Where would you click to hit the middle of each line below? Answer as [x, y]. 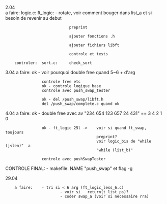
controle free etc [61, 82]
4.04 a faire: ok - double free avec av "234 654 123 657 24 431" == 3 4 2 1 [83, 113]
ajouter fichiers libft [94, 45]
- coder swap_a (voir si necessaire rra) [104, 196]
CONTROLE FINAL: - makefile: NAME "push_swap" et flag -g [69, 168]
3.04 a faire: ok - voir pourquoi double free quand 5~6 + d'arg [70, 72]
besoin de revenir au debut [34, 18]
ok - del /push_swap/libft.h [72, 99]
